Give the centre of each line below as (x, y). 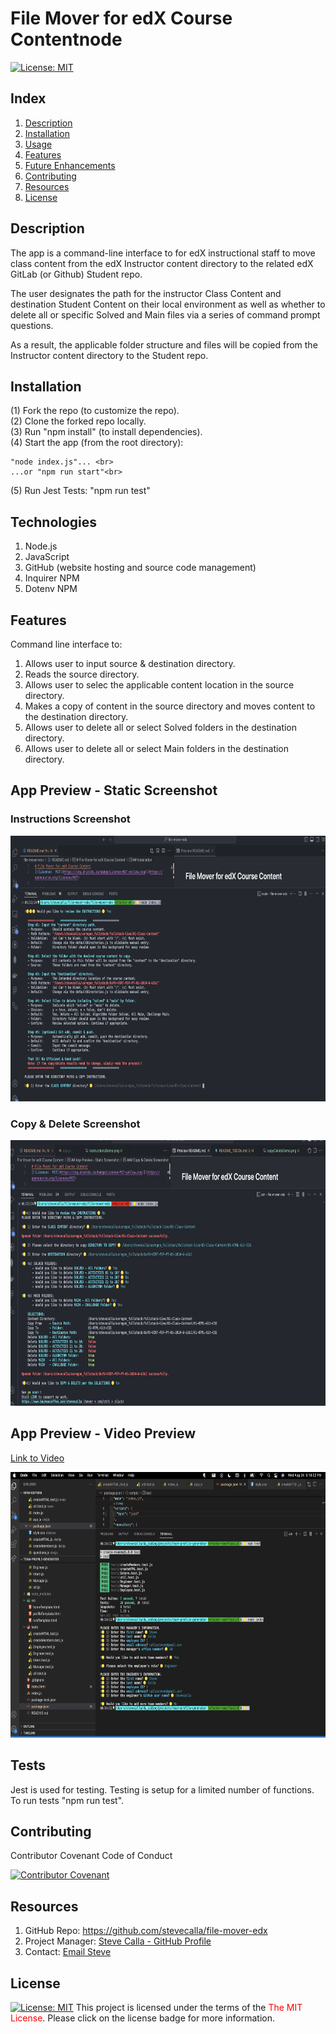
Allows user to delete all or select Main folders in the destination (157, 748)
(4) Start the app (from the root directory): (97, 443)
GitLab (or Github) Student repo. (76, 274)
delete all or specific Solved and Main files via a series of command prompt (165, 314)
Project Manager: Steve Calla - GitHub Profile (118, 1941)
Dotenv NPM (51, 589)
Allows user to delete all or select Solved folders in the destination (161, 727)
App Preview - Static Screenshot (114, 790)
